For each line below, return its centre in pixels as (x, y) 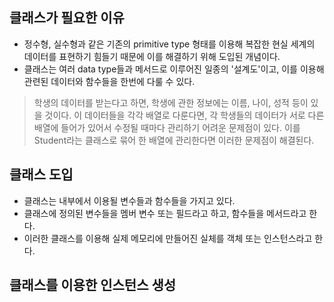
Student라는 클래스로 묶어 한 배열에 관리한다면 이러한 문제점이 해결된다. (174, 140)
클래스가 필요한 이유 (67, 18)
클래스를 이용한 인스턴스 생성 (93, 285)
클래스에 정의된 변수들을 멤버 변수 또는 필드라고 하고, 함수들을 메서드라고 (165, 213)
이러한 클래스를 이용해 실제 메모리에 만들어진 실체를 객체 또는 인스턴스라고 (168, 238)
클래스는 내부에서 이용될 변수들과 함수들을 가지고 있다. (129, 200)
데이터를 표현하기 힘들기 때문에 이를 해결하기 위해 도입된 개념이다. (152, 56)
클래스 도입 (41, 174)
